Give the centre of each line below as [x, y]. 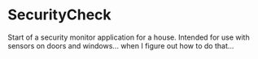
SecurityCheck [59, 15]
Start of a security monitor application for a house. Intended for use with [129, 37]
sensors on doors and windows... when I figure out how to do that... [121, 45]
